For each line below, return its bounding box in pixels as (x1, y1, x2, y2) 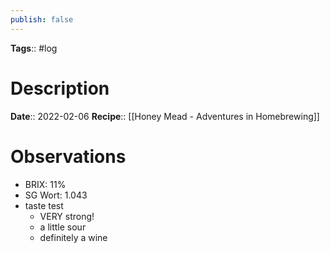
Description (10, 77, 110, 100)
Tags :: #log (10, 42, 58, 54)
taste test (24, 199, 64, 211)
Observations (10, 145, 127, 168)
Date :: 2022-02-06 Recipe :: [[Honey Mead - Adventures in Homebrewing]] (10, 110, 320, 122)
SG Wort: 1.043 (24, 189, 88, 201)
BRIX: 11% (24, 178, 67, 190)
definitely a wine (39, 231, 108, 243)
